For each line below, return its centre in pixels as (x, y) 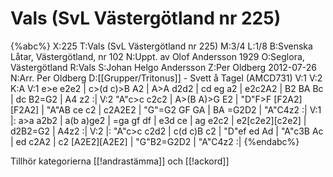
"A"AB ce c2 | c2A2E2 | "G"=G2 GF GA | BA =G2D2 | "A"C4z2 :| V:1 (184, 109)
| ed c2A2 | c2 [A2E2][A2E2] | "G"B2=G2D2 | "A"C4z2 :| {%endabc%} (155, 141)
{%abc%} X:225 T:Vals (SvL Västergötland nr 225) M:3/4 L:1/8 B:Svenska (161, 46)
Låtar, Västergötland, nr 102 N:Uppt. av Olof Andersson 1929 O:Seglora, (157, 56)
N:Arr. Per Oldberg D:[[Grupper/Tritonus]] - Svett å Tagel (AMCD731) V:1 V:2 (166, 78)
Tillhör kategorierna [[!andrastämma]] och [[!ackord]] (120, 161)
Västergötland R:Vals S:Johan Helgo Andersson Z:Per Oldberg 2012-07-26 (163, 67)
